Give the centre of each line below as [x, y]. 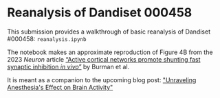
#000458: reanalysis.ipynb [47, 38]
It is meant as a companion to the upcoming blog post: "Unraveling [102, 79]
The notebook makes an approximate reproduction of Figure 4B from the [110, 52]
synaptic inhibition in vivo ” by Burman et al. [68, 66]
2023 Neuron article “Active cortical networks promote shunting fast [104, 59]
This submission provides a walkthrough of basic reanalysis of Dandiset [109, 32]
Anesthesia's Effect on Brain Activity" [60, 87]
